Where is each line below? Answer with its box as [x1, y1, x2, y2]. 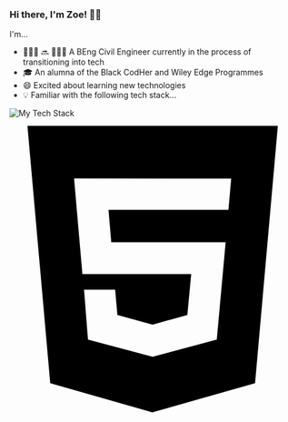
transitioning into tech [22, 56, 104, 67]
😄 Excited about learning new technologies [22, 80, 186, 91]
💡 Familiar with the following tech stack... [22, 90, 177, 101]
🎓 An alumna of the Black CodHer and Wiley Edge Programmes [22, 67, 263, 78]
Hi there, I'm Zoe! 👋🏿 [9, 8, 102, 21]
